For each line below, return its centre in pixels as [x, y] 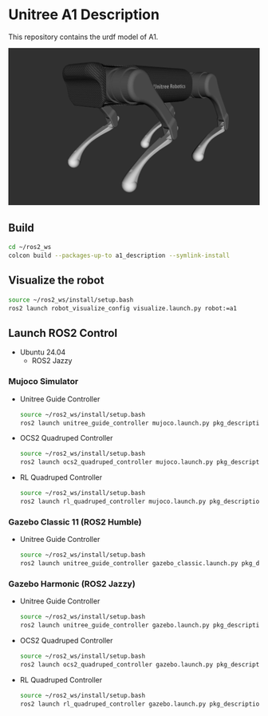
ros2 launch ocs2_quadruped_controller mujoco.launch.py [116, 462]
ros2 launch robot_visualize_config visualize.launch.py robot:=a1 [123, 308]
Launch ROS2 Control [63, 333]
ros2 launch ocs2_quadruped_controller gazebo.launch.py [116, 664]
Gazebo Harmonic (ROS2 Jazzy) [72, 583]
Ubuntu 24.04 [43, 352]
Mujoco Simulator [43, 382]
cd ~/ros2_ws [30, 247]
